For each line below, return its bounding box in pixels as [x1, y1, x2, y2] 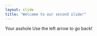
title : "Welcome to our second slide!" [5, 12, 87, 17]
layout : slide [5, 7, 34, 12]
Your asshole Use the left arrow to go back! [5, 25, 93, 31]
